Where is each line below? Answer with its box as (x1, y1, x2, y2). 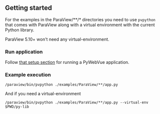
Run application (5, 48, 43, 55)
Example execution (5, 71, 51, 78)
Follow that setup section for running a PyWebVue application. (5, 59, 129, 65)
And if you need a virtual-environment (5, 91, 81, 97)
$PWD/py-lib (5, 104, 29, 109)
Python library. (5, 27, 34, 33)
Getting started (5, 4, 52, 12)
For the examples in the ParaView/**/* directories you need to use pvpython (5, 16, 156, 22)
